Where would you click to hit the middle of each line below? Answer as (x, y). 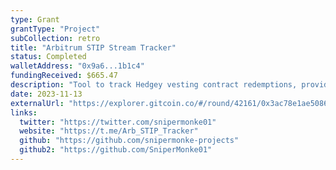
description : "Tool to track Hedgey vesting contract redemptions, (154, 85)
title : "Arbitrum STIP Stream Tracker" (93, 47)
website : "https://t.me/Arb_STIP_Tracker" (109, 131)
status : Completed (48, 57)
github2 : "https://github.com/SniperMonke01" (116, 150)
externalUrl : (37, 103)
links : (24, 112)
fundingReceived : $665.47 (64, 76)
